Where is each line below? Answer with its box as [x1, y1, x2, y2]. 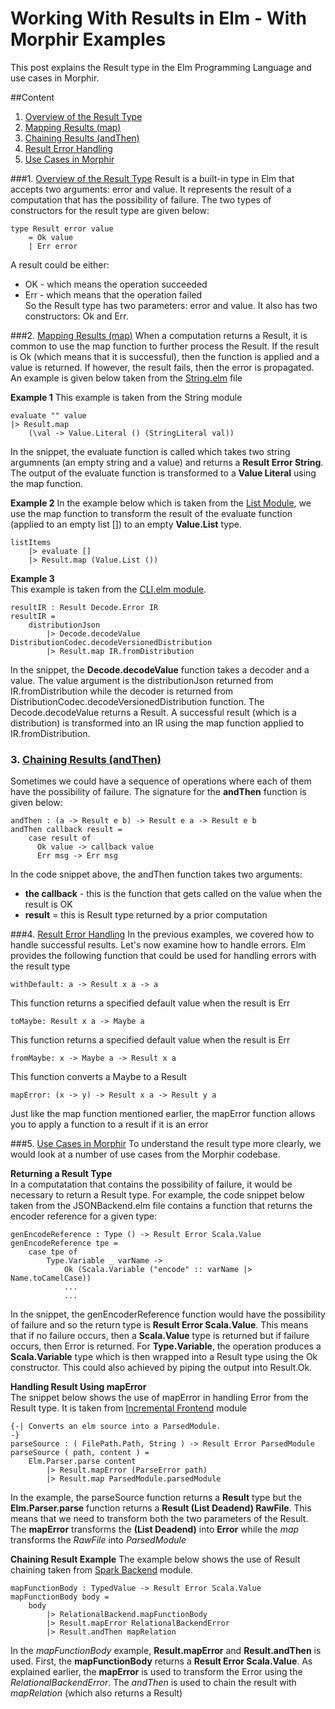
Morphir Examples [10, 28, 167, 51]
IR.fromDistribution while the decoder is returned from [10, 685, 234, 697]
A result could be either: [10, 258, 110, 271]
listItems [10, 537, 52, 547]
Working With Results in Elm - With [10, 7, 308, 30]
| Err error [28, 241, 78, 251]
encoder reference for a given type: [10, 1210, 158, 1222]
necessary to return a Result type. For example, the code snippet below [10, 1189, 305, 1201]
